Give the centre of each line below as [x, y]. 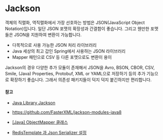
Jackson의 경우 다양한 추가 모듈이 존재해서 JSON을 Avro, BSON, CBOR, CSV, [80, 67]
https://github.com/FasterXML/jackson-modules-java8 [67, 112]
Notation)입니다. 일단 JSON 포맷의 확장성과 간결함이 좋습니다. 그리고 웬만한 [77, 28]
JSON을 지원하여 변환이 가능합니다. [48, 35]
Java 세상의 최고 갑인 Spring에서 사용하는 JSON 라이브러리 [69, 51]
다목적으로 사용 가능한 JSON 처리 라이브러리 [54, 45]
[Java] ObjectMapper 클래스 [40, 122]
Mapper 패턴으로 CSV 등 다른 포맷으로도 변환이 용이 [62, 57]
